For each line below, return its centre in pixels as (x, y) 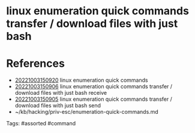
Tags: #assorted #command (41, 123)
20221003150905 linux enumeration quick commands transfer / (93, 99)
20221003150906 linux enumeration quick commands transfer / (94, 86)
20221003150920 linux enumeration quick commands (81, 80)
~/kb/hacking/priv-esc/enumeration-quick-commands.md (87, 112)
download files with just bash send (58, 106)
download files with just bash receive (61, 93)
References (35, 64)
